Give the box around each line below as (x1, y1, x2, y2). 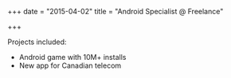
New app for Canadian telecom (18, 61, 122, 70)
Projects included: (7, 37, 67, 46)
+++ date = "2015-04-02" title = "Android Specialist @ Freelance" (7, 7, 224, 16)
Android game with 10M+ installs (18, 53, 127, 61)
